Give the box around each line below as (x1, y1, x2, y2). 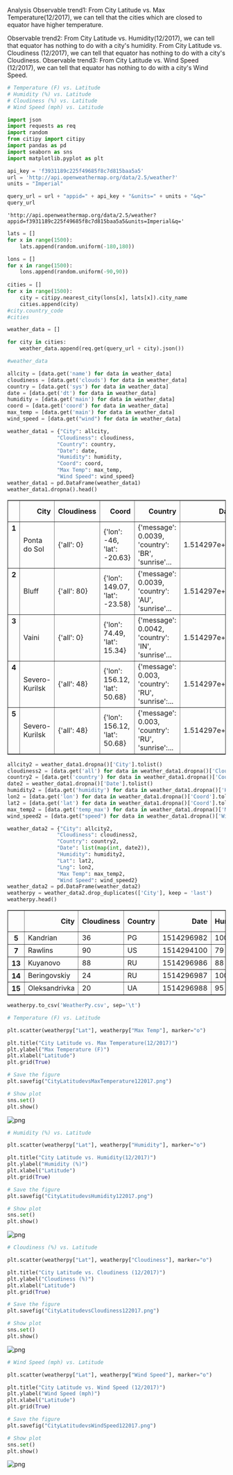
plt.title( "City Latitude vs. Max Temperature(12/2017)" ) (7, 1039, 178, 1047)
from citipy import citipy (7, 135, 85, 143)
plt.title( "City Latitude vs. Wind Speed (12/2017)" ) (7, 1384, 166, 1391)
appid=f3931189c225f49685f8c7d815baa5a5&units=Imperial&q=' (7, 218, 185, 225)
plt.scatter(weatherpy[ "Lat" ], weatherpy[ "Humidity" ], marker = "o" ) (7, 1142, 207, 1149)
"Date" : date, (56, 447, 98, 454)
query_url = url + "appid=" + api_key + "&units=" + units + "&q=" (7, 193, 207, 200)
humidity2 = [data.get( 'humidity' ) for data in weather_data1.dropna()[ (7, 787, 222, 794)
